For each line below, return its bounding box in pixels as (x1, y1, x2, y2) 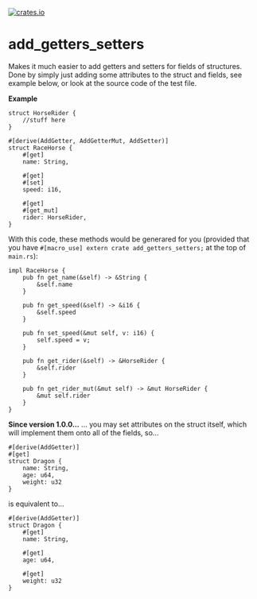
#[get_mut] (22, 207, 59, 214)
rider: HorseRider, (22, 213, 88, 222)
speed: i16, (22, 185, 62, 194)
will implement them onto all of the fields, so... (8, 427, 159, 437)
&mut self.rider (37, 392, 91, 400)
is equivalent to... (8, 499, 65, 508)
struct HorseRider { (8, 109, 77, 117)
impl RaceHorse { (8, 266, 66, 274)
